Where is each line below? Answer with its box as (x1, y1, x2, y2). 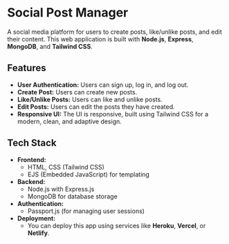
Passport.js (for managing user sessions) (27, 207, 145, 215)
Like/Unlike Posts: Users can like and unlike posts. (17, 95, 163, 103)
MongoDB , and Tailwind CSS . (7, 42, 93, 50)
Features (7, 62, 46, 74)
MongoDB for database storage (27, 192, 118, 201)
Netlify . (27, 229, 50, 237)
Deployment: (17, 214, 56, 222)
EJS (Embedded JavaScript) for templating (27, 170, 150, 179)
